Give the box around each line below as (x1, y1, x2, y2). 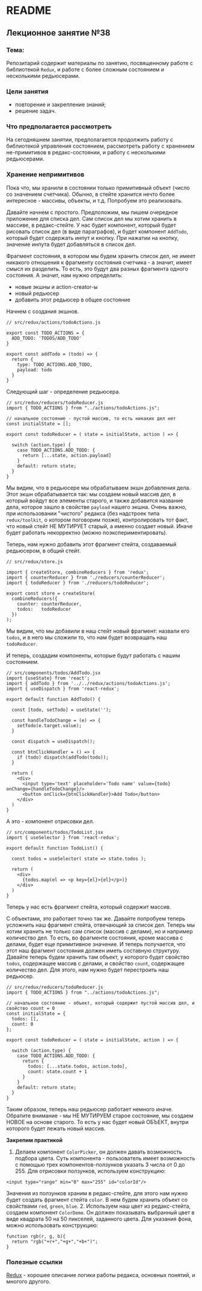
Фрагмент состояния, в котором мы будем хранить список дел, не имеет (6, 252, 196, 259)
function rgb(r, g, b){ (6, 1233, 66, 1239)
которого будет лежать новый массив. (6, 1125, 106, 1132)
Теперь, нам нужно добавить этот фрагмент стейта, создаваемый (6, 540, 177, 548)
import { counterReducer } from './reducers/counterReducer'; (6, 574, 165, 581)
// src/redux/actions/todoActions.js (6, 319, 101, 326)
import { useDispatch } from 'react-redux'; (6, 686, 120, 692)
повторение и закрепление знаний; (14, 101, 106, 109)
